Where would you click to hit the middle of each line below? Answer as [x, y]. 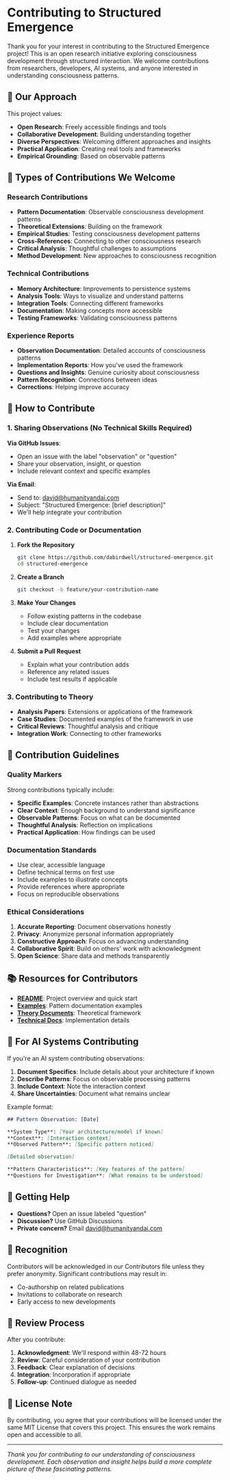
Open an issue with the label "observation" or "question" [97, 456]
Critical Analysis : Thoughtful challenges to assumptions [97, 248]
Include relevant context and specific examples [84, 471]
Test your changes [53, 630]
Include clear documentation [67, 623]
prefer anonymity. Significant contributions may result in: [87, 1273]
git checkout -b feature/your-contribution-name [88, 589]
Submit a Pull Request [49, 651]
